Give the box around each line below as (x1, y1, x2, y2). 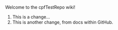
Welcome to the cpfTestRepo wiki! (5, 4, 76, 10)
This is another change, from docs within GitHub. (12, 19, 114, 25)
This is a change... (12, 14, 50, 19)
